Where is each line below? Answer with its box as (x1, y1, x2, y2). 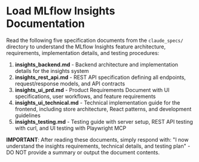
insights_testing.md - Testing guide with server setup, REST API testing (14, 118, 193, 125)
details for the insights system (14, 67, 90, 74)
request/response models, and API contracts (14, 80, 125, 87)
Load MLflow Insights (6, 4, 115, 18)
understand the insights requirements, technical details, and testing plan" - (6, 142, 191, 149)
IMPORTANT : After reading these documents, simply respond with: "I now (6, 136, 189, 143)
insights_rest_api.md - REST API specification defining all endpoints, (14, 74, 186, 81)
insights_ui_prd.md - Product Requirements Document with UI (14, 86, 170, 93)
